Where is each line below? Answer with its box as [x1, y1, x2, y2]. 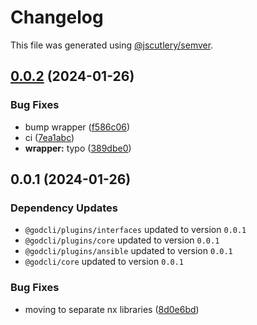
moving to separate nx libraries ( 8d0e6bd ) [24, 303, 200, 315]
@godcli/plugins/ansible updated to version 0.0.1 [24, 245, 233, 257]
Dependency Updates [10, 201, 118, 215]
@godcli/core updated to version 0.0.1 [24, 256, 185, 268]
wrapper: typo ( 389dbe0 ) [24, 142, 132, 154]
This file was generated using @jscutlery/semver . [10, 39, 214, 51]
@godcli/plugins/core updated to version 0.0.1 [24, 234, 220, 246]
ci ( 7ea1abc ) [24, 131, 75, 143]
